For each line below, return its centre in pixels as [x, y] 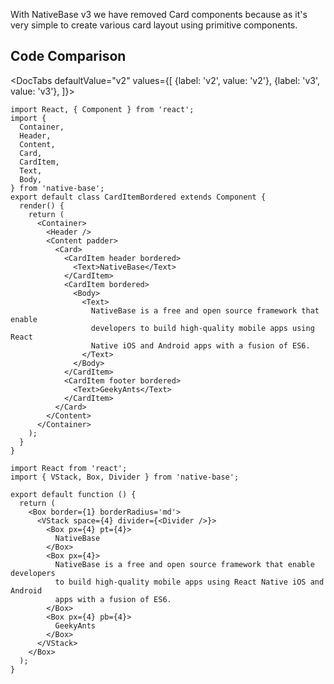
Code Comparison [68, 56]
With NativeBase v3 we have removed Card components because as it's [159, 14]
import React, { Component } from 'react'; [102, 109]
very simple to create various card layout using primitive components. [154, 25]
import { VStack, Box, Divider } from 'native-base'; [125, 477]
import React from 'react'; [69, 468]
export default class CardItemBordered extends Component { [138, 197]
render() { [42, 205]
